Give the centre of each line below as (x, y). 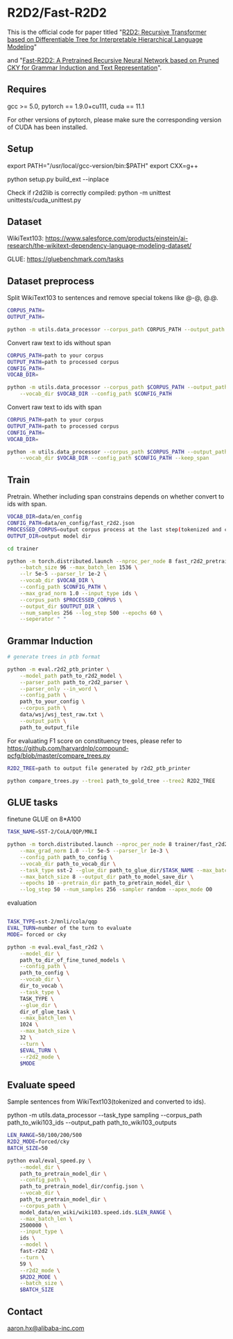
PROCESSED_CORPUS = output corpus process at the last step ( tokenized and (114, 529)
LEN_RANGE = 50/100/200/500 (44, 1136)
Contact (25, 1312)
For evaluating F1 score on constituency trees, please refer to (95, 740)
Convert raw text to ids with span (54, 407)
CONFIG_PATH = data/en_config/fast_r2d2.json (71, 523)
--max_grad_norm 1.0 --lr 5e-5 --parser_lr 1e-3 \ (94, 851)
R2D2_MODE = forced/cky (38, 1142)
